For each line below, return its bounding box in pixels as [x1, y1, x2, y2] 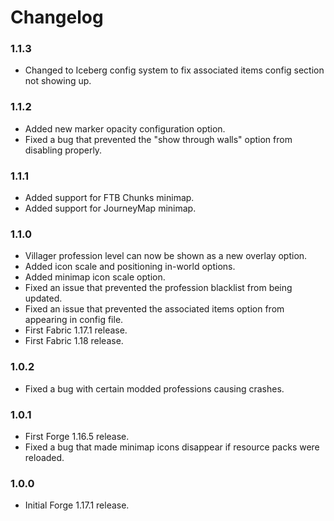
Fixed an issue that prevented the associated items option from [24, 303, 285, 315]
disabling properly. [24, 144, 103, 156]
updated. [24, 292, 63, 305]
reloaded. [24, 451, 65, 463]
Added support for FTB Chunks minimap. [24, 192, 195, 204]
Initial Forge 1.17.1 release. [24, 499, 130, 511]
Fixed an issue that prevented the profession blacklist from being [24, 282, 293, 294]
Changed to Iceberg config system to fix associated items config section [24, 64, 325, 76]
